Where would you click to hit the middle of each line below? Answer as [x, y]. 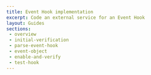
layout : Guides [25, 23]
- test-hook [24, 62]
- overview [22, 34]
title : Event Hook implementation [50, 12]
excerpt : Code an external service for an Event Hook [76, 18]
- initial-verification [39, 40]
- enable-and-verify [35, 57]
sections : [19, 29]
